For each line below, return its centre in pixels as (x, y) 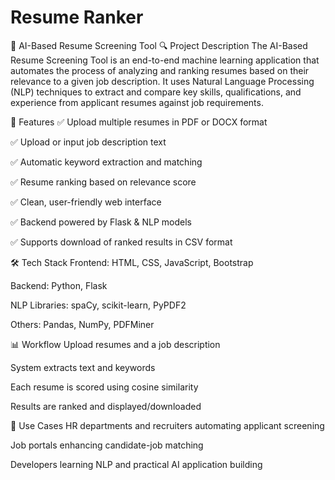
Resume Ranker (77, 17)
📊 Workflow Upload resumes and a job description (115, 344)
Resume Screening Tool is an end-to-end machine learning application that (165, 60)
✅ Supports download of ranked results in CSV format (121, 242)
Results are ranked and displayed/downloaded (106, 406)
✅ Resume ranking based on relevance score (103, 182)
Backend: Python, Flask (59, 285)
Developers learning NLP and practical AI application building (136, 464)
